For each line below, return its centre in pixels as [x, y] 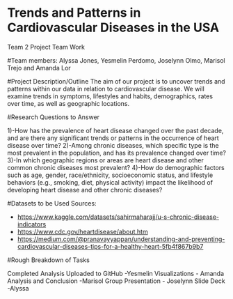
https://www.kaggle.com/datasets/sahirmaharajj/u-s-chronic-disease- [118, 217]
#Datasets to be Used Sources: [52, 203]
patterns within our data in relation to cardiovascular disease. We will [106, 89]
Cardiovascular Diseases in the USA [113, 28]
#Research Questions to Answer [53, 117]
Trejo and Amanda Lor [39, 68]
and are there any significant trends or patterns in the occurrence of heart [113, 138]
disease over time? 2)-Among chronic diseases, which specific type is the [113, 145]
